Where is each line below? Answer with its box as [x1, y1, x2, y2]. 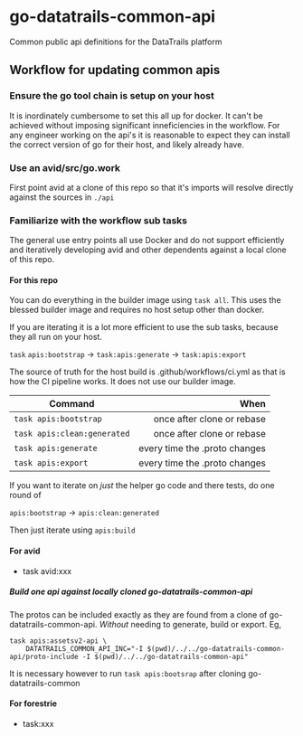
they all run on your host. [9, 332, 102, 343]
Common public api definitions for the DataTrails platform [9, 36, 223, 47]
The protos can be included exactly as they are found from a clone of [9, 609, 268, 620]
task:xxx [22, 718, 54, 729]
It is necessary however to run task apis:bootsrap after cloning [9, 667, 247, 679]
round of [9, 490, 43, 501]
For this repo [9, 274, 59, 286]
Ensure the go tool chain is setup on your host [9, 90, 214, 102]
